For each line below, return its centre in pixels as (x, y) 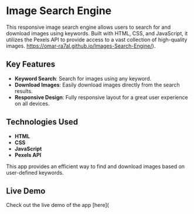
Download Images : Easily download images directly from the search (97, 85)
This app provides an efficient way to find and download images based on (96, 166)
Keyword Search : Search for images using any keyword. (83, 78)
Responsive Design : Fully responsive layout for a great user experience (101, 97)
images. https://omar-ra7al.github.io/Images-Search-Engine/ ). (81, 46)
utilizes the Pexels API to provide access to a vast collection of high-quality (97, 39)
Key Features (31, 64)
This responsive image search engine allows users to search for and (89, 27)
